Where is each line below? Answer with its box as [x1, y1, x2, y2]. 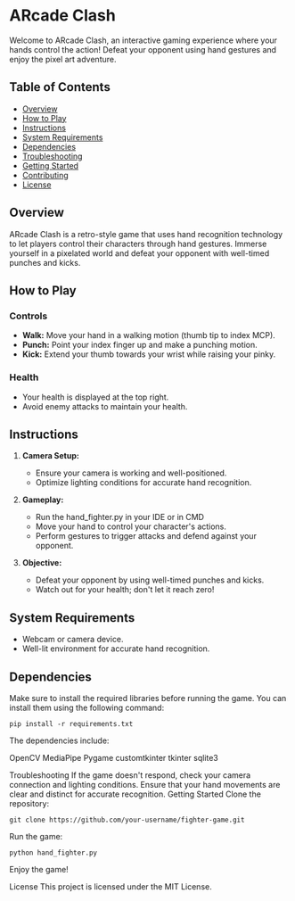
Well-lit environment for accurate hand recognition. [21, 643, 210, 654]
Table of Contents [9, 79, 111, 95]
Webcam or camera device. [21, 634, 124, 645]
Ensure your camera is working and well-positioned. [35, 467, 227, 478]
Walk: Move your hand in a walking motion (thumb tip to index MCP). [21, 330, 276, 341]
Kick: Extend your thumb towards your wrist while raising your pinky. [21, 349, 276, 360]
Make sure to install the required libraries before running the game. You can [9, 692, 287, 703]
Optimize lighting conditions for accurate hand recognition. [35, 477, 252, 488]
